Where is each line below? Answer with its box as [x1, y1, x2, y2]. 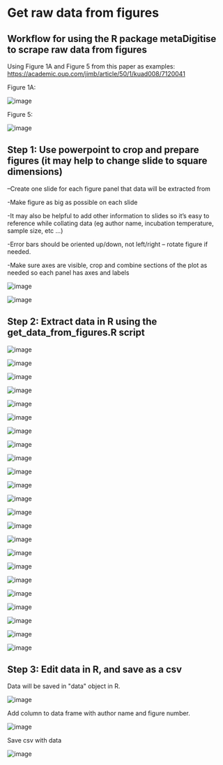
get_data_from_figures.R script [7, 327, 145, 338]
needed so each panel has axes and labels [7, 268, 130, 277]
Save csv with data [7, 736, 62, 745]
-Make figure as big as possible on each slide [7, 198, 138, 206]
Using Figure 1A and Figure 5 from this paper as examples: [7, 62, 176, 71]
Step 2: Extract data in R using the [7, 316, 157, 328]
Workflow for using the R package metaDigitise [7, 33, 217, 45]
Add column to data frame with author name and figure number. [7, 709, 190, 717]
